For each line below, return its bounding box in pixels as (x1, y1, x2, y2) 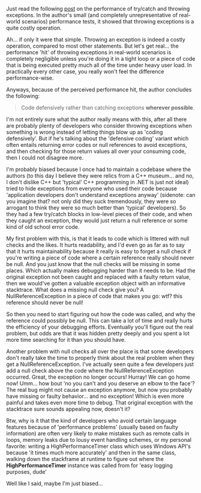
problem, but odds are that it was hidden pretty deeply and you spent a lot (6, 330, 190, 336)
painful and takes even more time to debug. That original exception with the (6, 399, 193, 406)
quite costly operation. (6, 24, 62, 31)
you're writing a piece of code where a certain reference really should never (6, 254, 194, 261)
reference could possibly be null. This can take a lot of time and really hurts (6, 317, 193, 324)
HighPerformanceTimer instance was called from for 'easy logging (6, 462, 173, 469)
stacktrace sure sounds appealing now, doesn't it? (6, 406, 131, 412)
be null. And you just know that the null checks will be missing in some (6, 261, 181, 267)
